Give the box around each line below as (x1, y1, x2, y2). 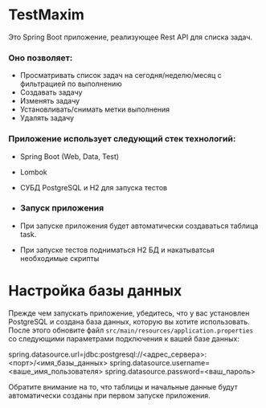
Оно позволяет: (8, 52, 73, 63)
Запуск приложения (19, 202, 104, 214)
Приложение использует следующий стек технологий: (8, 133, 236, 145)
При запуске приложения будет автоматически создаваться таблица (19, 221, 259, 231)
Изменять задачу (19, 96, 80, 106)
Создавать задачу (19, 88, 83, 97)
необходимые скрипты (19, 253, 100, 263)
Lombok (19, 167, 48, 177)
